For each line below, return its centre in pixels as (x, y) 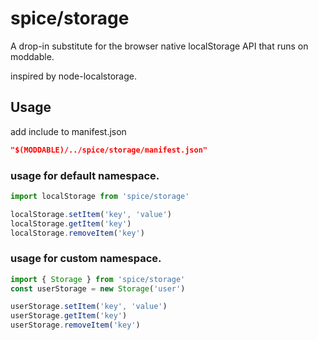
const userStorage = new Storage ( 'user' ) (98, 288)
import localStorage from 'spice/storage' (100, 196)
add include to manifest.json (68, 131)
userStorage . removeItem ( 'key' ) (75, 325)
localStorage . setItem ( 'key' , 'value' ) (91, 214)
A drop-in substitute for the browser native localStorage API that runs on (159, 46)
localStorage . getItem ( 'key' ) (71, 223)
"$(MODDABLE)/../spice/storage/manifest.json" (109, 150)
